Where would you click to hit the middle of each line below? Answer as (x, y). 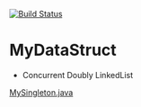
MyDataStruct (63, 50)
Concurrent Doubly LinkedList (78, 75)
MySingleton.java (41, 92)
